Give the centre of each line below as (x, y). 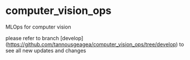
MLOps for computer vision (38, 27)
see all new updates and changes (46, 50)
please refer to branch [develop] (44, 38)
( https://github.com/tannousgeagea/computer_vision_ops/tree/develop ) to (95, 44)
